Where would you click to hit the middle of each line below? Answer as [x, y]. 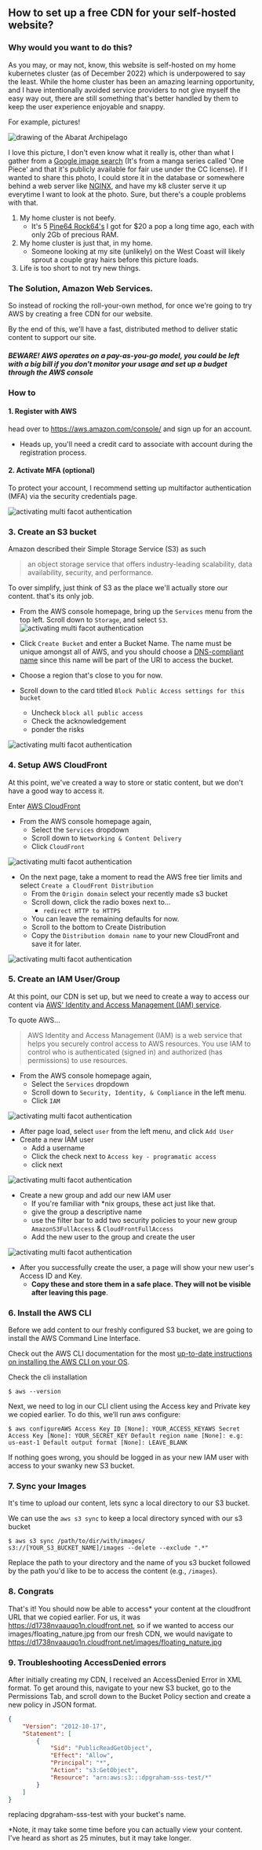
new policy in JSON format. [53, 1704]
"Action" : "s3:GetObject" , [94, 1771]
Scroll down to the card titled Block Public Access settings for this [132, 691]
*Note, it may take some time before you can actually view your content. [126, 1830]
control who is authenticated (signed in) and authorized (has [125, 1052]
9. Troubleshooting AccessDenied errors [87, 1662]
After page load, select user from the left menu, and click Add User [126, 1131]
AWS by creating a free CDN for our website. [80, 313]
